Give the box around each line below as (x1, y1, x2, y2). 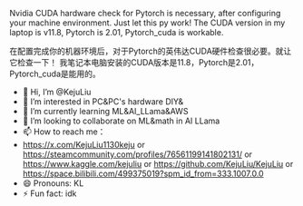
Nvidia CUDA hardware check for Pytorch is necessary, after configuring (9, 8, 281, 18)
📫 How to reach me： (22, 126, 106, 137)
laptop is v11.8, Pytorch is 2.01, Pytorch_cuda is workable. (9, 27, 224, 37)
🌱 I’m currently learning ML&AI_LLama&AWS (22, 106, 189, 116)
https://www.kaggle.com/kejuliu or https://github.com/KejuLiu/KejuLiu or (22, 159, 294, 169)
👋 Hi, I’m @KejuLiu (22, 86, 92, 97)
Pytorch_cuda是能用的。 (9, 68, 102, 79)
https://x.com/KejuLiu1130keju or (22, 140, 145, 150)
